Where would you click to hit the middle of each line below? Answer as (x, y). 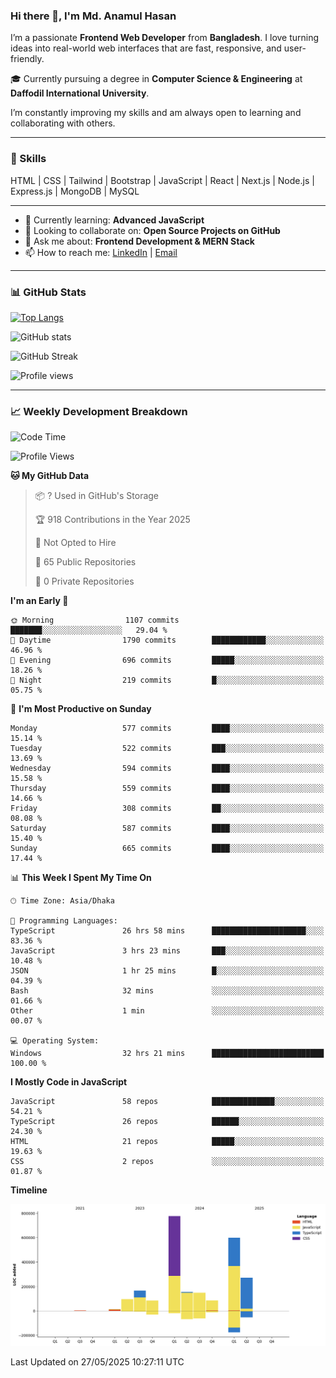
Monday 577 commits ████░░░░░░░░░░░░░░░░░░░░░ (167, 729)
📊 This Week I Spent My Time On (81, 878)
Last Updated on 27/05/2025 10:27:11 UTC (97, 1362)
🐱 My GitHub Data (50, 476)
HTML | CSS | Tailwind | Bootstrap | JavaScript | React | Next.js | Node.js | (162, 180)
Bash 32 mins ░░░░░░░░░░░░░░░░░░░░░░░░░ (167, 991)
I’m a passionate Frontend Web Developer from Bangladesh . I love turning (165, 38)
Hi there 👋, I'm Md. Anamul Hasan (93, 16)
